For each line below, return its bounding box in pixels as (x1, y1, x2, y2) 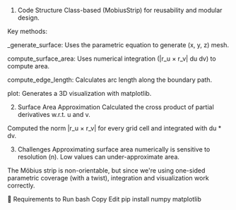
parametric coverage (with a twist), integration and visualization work (7, 174, 210, 182)
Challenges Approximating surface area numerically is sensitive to (17, 145, 211, 154)
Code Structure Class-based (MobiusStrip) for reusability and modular (17, 6, 223, 14)
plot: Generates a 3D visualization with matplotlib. (7, 89, 152, 97)
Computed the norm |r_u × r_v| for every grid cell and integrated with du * (7, 124, 222, 132)
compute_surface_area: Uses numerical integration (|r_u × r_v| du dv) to (7, 54, 217, 63)
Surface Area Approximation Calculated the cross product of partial (17, 103, 214, 111)
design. (17, 13, 40, 22)
